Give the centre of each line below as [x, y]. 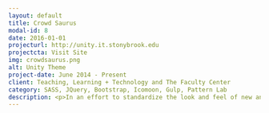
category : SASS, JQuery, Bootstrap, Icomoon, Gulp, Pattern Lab [118, 90]
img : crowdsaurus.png [44, 60]
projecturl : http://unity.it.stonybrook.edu [84, 45]
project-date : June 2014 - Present [68, 75]
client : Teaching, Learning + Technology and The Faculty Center [119, 82]
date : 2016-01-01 [37, 38]
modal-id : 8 [28, 30]
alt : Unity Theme [37, 68]
